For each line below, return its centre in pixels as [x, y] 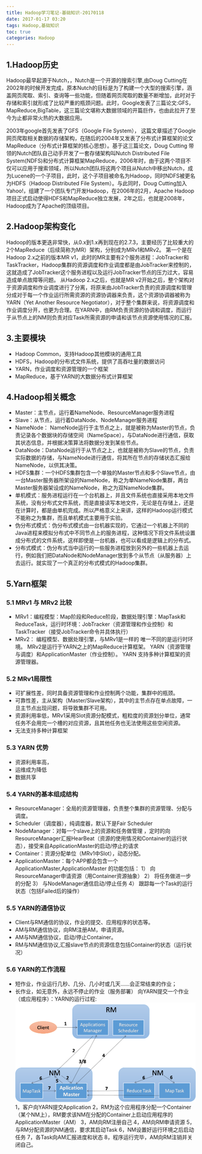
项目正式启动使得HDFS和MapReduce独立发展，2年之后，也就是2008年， [97, 198]
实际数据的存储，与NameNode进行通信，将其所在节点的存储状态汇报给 [103, 458]
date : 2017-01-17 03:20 [36, 19]
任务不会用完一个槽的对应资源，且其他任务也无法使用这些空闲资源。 [99, 723]
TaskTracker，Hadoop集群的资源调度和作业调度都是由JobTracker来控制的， [100, 265]
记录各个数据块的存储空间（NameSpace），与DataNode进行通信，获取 [107, 435]
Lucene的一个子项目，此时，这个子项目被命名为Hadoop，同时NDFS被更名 [103, 176]
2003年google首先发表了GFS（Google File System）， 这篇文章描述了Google [101, 130]
